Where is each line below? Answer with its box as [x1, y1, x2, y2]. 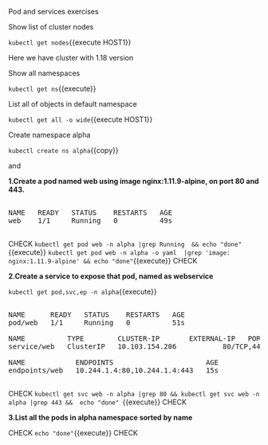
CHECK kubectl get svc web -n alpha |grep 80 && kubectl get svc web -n [8, 389, 260, 398]
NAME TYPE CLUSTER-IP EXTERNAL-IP [8, 334, 236, 343]
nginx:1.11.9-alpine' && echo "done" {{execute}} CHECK [8, 256, 198, 265]
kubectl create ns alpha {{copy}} [8, 146, 119, 154]
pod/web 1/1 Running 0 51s [8, 318, 186, 327]
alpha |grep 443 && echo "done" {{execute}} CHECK [8, 397, 187, 407]
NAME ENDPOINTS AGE [8, 358, 219, 367]
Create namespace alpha [8, 131, 91, 139]
